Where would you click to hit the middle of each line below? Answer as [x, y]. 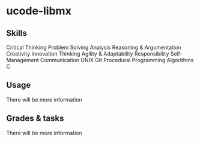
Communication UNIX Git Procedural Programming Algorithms [117, 60]
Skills [17, 33]
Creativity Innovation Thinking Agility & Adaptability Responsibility [88, 54]
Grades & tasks [35, 119]
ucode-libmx [39, 11]
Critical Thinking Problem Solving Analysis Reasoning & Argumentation [94, 47]
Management [23, 60]
